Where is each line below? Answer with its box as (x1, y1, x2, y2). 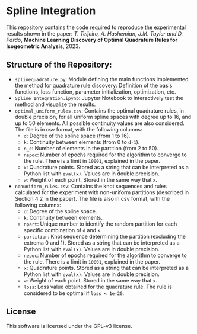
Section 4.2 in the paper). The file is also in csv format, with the (14, 195, 170, 202)
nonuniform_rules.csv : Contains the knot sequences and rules (14, 182, 167, 190)
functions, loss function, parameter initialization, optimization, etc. (14, 88, 176, 95)
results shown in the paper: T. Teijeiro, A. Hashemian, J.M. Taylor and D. (6, 30, 183, 37)
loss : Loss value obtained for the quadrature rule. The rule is (23, 283, 172, 290)
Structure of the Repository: (6, 60, 112, 70)
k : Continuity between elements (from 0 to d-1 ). (23, 138, 140, 146)
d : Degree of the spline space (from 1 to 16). (23, 132, 131, 139)
